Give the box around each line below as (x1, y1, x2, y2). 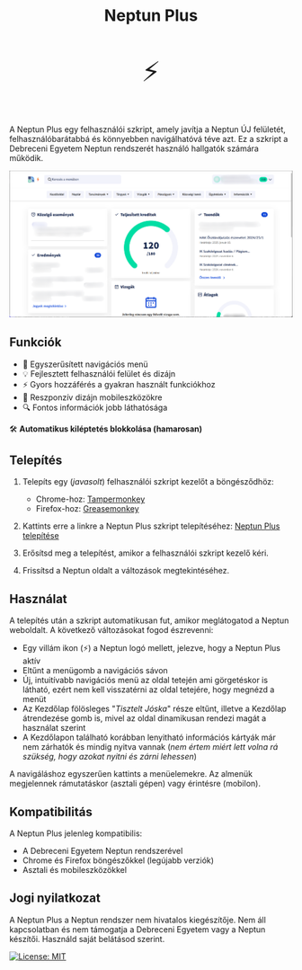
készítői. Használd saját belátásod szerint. (9, 933, 165, 944)
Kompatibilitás (9, 804, 93, 819)
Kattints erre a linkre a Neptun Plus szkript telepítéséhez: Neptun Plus (22, 521, 280, 531)
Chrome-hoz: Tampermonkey (35, 494, 146, 504)
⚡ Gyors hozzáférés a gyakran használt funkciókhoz (22, 378, 216, 389)
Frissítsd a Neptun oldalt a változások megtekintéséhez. (22, 565, 230, 576)
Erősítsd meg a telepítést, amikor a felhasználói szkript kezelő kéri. (22, 547, 270, 558)
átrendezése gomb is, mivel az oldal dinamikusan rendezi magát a (22, 713, 267, 724)
